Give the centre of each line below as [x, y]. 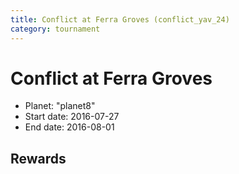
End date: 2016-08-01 [69, 127]
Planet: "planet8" [60, 106]
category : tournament [55, 29]
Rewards [38, 158]
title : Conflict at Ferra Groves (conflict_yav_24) [120, 19]
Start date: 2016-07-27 [72, 117]
